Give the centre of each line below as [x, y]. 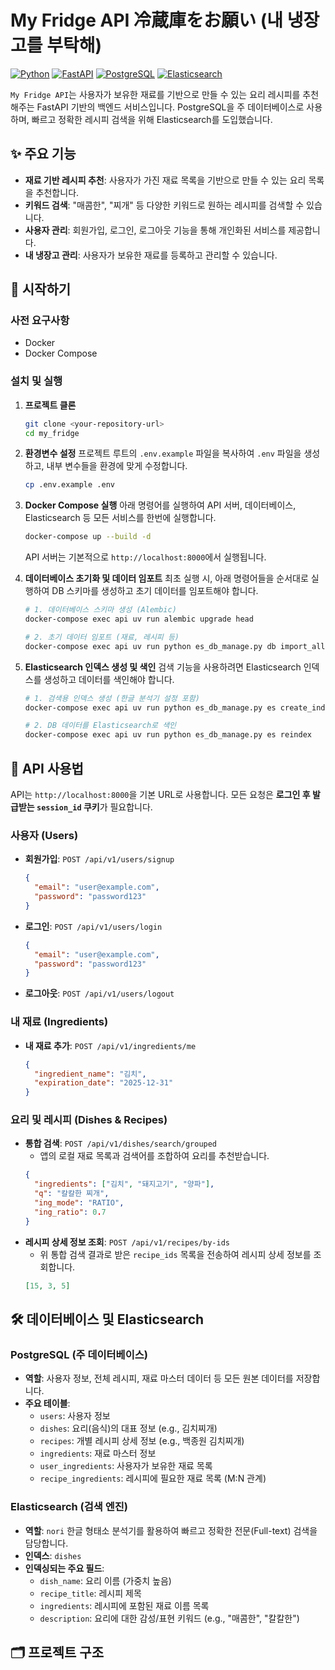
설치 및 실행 [36, 381]
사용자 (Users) [44, 835]
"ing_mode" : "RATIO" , [79, 1203]
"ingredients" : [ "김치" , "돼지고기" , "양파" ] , [124, 1184]
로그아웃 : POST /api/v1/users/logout [99, 993]
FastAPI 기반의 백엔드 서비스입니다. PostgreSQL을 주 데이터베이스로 [170, 107]
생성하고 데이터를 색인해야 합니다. [109, 679]
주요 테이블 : [47, 1403]
